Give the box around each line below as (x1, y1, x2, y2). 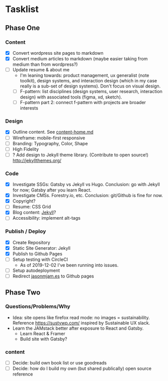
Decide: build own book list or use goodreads (12, 360, 107, 366)
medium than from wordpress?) (12, 61, 78, 67)
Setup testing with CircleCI (12, 256, 68, 262)
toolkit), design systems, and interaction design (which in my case (20, 78, 157, 84)
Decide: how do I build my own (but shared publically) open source (12, 365, 152, 371)
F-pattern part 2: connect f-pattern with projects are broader (20, 100, 146, 106)
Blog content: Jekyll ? (12, 210, 56, 216)
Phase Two (5, 288, 41, 297)
